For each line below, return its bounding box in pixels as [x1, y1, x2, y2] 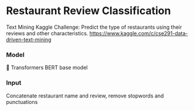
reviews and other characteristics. [6, 29, 89, 36]
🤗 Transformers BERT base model [6, 64, 88, 71]
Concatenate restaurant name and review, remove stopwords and [6, 92, 164, 99]
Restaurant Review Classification [6, 4, 171, 18]
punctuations [6, 98, 38, 105]
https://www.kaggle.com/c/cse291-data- [89, 29, 188, 36]
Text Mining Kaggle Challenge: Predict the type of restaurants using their [6, 23, 182, 31]
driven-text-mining [6, 36, 52, 43]
